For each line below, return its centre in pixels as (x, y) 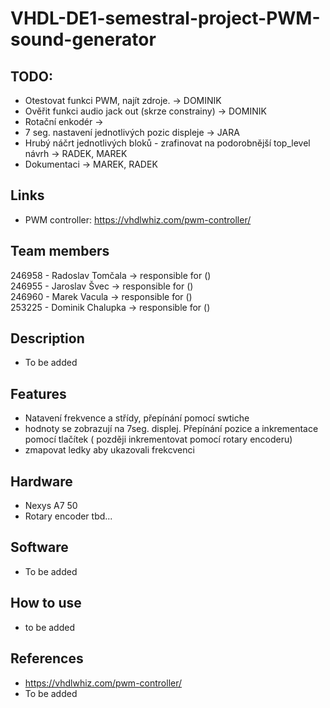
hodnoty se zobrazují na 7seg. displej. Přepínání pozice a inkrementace (171, 429)
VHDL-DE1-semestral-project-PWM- (165, 18)
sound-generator (83, 39)
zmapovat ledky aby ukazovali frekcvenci (109, 450)
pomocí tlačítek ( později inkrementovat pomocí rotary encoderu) (158, 439)
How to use (46, 603)
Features (38, 393)
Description (47, 338)
